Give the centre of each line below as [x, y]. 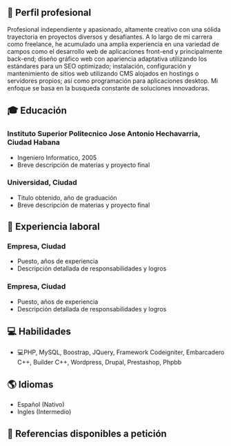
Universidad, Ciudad [42, 182]
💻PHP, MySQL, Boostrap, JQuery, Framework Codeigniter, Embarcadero [121, 352]
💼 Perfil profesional [49, 13]
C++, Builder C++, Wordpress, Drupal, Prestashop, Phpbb [99, 362]
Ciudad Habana [34, 142]
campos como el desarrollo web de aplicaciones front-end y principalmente [115, 51]
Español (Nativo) [41, 405]
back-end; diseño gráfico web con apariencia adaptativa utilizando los [107, 59]
